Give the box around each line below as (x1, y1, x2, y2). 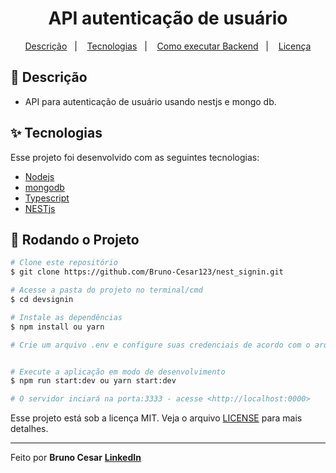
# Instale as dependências (10, 312, 123, 322)
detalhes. (10, 423, 49, 435)
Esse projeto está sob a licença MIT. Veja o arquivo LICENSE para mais (10, 412, 303, 424)
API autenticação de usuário (48, 7, 288, 30)
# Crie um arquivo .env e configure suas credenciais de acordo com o (10, 340, 311, 350)
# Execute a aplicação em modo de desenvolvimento (10, 367, 226, 377)
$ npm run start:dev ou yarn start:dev (10, 376, 177, 386)
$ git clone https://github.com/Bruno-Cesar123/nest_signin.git (10, 267, 284, 277)
